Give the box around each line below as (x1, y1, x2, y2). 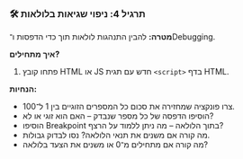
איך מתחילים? (9, 49, 60, 60)
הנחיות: (9, 84, 38, 94)
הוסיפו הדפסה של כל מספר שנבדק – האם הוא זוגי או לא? (22, 110, 214, 121)
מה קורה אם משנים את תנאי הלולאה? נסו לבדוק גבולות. (22, 129, 211, 141)
